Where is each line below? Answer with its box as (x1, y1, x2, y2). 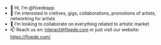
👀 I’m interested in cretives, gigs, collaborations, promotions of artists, (10, 10, 156, 16)
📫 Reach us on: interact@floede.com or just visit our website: (10, 27, 140, 32)
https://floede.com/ (10, 34, 51, 40)
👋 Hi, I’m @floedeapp (10, 5, 55, 11)
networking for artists (10, 16, 55, 21)
